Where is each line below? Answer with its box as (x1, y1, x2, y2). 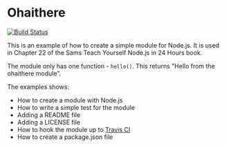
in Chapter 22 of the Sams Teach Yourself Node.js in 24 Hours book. (7, 48, 203, 57)
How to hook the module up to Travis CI (17, 125, 131, 133)
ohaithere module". (7, 69, 62, 77)
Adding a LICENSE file (17, 118, 81, 126)
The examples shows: (7, 82, 70, 91)
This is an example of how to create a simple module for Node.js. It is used (7, 41, 220, 49)
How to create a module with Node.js (17, 95, 123, 104)
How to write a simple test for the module (17, 103, 135, 111)
